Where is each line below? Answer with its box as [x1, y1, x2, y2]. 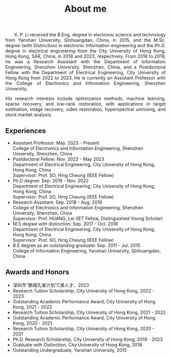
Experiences [5, 126, 46, 135]
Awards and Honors [5, 268, 70, 277]
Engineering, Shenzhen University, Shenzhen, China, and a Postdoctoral [5, 64, 166, 70]
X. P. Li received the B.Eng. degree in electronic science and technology [14, 31, 166, 38]
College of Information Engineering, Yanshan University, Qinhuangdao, [12, 248, 161, 254]
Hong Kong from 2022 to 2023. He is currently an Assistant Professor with [5, 75, 166, 81]
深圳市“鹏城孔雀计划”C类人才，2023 [12, 282, 89, 288]
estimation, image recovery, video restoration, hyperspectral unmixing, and [5, 106, 166, 112]
